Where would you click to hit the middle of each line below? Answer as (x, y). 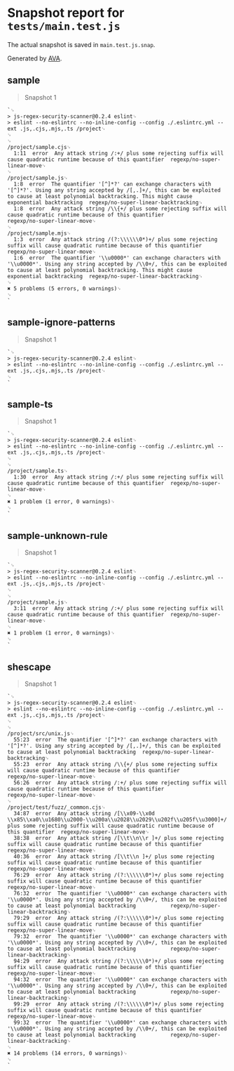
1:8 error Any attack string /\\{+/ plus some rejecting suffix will (121, 209)
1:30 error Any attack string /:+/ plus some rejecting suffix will (119, 477)
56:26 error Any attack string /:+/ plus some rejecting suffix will (121, 783)
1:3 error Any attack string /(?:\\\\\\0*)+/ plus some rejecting (116, 239)
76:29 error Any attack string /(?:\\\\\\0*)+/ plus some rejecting (119, 875)
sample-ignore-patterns (61, 322)
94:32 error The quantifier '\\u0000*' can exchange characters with (121, 980)
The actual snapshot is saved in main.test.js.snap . (81, 44)
